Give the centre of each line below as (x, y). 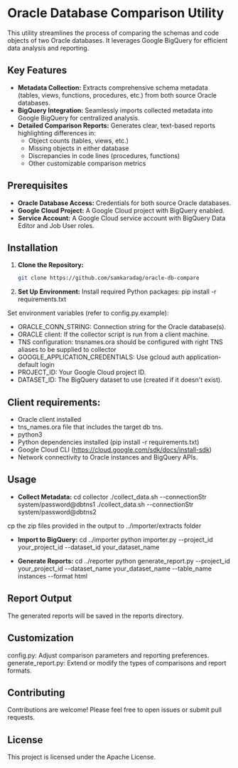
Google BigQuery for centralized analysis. (79, 118)
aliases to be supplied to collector (67, 350)
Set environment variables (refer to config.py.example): (88, 313)
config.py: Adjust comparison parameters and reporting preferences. (108, 655)
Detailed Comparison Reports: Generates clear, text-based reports (116, 125)
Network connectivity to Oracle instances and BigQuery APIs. (108, 457)
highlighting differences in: (56, 133)
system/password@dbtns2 (57, 512)
